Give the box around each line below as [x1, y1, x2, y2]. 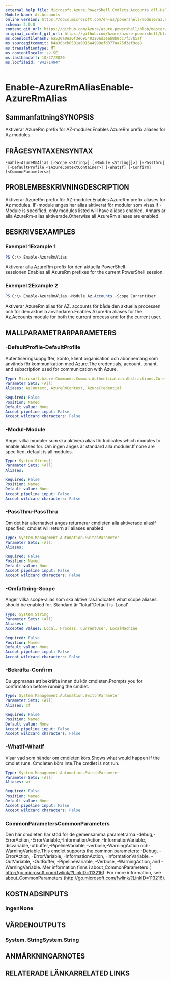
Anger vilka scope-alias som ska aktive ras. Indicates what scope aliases [5, 596, 157, 603]
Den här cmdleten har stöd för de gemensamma [5, 831, 106, 837]
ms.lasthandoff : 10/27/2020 [5, 55, 65, 60]
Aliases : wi [5, 780, 31, 785]
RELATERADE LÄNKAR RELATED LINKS [5, 969, 130, 978]
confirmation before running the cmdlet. [5, 683, 89, 690]
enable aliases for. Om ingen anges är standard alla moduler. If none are [5, 443, 155, 449]
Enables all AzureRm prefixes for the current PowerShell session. [27, 269, 164, 275]
